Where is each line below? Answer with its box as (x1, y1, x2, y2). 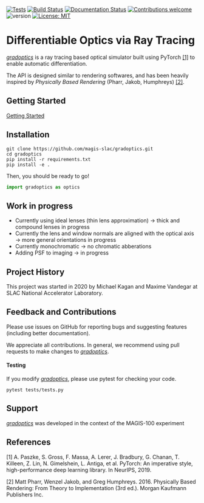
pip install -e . (6, 162, 50, 168)
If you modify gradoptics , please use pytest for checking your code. (6, 375, 177, 383)
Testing (6, 361, 26, 369)
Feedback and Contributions (6, 307, 117, 317)
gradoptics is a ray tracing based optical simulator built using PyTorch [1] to (6, 53, 195, 61)
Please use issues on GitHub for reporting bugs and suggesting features (6, 323, 187, 330)
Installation (6, 129, 50, 140)
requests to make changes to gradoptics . (6, 347, 109, 355)
